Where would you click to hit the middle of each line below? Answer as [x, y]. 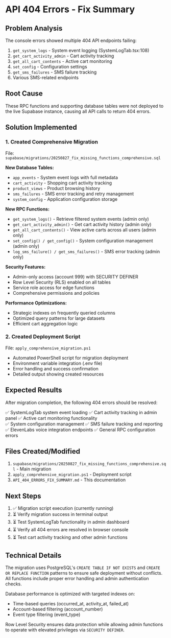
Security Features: [26, 267]
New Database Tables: [30, 168]
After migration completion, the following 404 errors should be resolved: [81, 403]
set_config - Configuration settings [50, 67]
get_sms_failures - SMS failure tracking [55, 72]
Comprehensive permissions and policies [56, 293]
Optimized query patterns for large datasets [59, 318]
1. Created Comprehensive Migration [52, 142]
